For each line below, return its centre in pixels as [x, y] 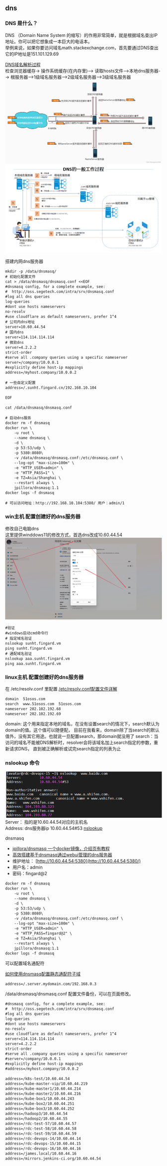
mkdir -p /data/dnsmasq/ [31, 271]
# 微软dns [14, 343]
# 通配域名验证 [19, 654]
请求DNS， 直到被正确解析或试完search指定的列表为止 [65, 749]
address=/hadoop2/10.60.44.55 [37, 1119]
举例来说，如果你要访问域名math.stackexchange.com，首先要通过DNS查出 [82, 47]
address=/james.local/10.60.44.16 [41, 1154]
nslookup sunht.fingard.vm [33, 644]
